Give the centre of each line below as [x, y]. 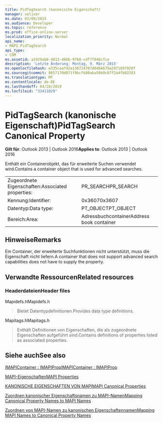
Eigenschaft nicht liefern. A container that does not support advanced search [81, 257]
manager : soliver [23, 14]
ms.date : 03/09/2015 [26, 18]
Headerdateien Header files [38, 291]
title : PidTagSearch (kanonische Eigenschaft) [53, 9]
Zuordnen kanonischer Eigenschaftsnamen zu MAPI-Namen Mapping [74, 395]
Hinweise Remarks [33, 240]
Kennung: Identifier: [29, 201]
